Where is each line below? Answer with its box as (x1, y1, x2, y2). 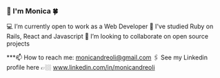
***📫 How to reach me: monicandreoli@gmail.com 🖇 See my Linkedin (6, 53, 208, 61)
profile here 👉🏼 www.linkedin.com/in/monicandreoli (6, 64, 156, 72)
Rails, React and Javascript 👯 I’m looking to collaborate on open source (6, 32, 208, 41)
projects (6, 39, 30, 48)
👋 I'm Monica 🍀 (6, 6, 59, 16)
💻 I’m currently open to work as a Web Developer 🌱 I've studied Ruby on (6, 22, 214, 30)
